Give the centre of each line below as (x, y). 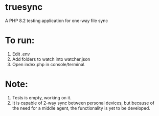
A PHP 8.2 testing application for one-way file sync (57, 21)
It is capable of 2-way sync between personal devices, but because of (83, 103)
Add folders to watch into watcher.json (51, 59)
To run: (20, 40)
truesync (24, 7)
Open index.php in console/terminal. (49, 64)
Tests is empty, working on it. (42, 97)
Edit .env (21, 54)
